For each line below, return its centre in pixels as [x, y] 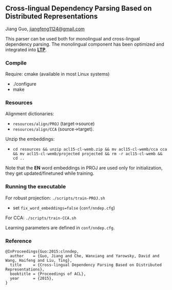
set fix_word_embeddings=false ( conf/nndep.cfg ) [64, 208]
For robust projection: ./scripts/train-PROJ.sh [55, 198]
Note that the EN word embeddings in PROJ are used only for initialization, [84, 168]
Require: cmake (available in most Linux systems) [58, 74]
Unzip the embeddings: [30, 139]
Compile [16, 63]
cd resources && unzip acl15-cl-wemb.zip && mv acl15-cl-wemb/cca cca [90, 150]
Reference [18, 241]
